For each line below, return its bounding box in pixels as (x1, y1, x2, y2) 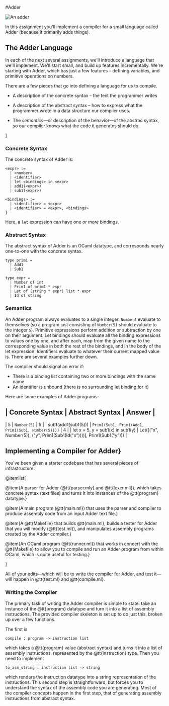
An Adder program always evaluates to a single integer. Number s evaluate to (5, 316, 161, 322)
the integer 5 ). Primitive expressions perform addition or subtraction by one (5, 327, 161, 333)
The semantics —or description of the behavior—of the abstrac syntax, (12, 117, 159, 123)
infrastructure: (5, 465, 35, 472)
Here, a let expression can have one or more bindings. (5, 219, 119, 225)
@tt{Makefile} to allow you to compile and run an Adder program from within (5, 546, 164, 552)
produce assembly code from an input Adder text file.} (5, 510, 118, 517)
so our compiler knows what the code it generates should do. (12, 123, 140, 129)
